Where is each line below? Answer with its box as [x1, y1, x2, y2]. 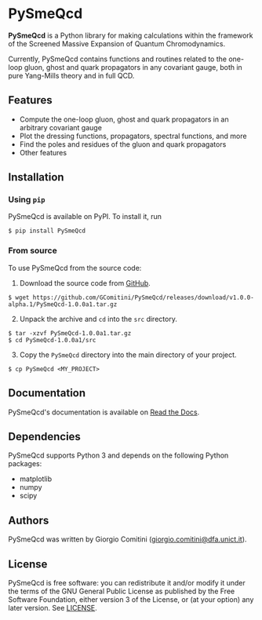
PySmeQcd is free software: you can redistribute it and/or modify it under [8, 578, 246, 587]
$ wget [8, 294, 30, 301]
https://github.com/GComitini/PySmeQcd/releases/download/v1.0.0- [32, 294, 255, 301]
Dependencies [8, 429, 81, 443]
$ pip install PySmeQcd [8, 227, 86, 235]
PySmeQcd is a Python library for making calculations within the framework [8, 31, 253, 40]
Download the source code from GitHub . [19, 278, 151, 287]
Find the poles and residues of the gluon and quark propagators [19, 139, 227, 149]
